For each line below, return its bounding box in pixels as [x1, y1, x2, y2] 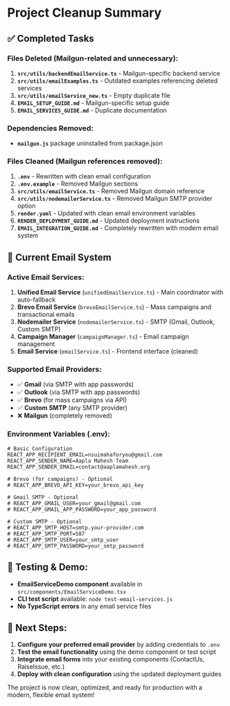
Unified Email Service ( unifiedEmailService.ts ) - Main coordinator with [17, 288, 224, 297]
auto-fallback [17, 295, 56, 304]
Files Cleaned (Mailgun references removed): [7, 156, 163, 166]
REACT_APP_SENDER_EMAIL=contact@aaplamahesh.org [7, 463, 150, 470]
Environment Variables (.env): [7, 429, 110, 439]
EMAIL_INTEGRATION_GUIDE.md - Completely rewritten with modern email [17, 224, 219, 232]
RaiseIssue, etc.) [17, 662, 65, 671]
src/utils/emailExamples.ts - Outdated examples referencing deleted [17, 76, 218, 85]
